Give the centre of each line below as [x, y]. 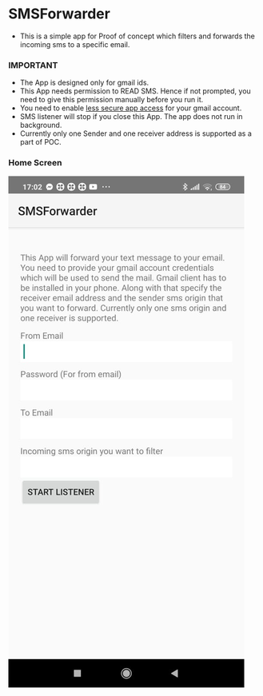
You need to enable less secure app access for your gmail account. [131, 108]
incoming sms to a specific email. [75, 44]
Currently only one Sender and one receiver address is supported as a [135, 133]
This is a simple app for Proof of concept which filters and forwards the [137, 36]
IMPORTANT [33, 65]
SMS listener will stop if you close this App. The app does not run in [131, 117]
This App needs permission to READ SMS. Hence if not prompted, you [135, 91]
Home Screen [35, 163]
